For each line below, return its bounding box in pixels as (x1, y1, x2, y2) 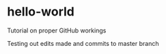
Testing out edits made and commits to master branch (7, 39, 159, 47)
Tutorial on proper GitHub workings (7, 26, 107, 34)
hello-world (7, 4, 75, 20)
